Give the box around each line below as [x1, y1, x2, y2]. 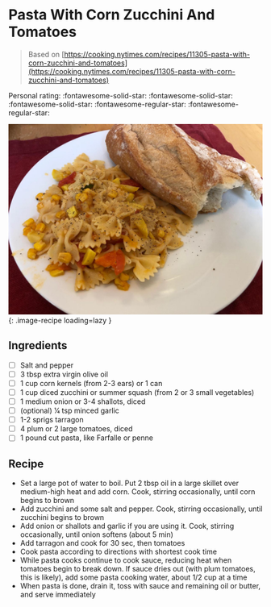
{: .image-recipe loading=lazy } [8, 315, 112, 325]
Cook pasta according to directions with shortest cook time [19, 547, 218, 557]
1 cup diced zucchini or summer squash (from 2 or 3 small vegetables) [19, 387, 255, 397]
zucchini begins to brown [19, 513, 105, 522]
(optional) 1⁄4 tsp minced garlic [19, 405, 119, 416]
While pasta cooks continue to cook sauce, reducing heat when [19, 555, 232, 565]
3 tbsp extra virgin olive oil [19, 369, 109, 379]
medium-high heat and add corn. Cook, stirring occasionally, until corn [19, 487, 256, 497]
